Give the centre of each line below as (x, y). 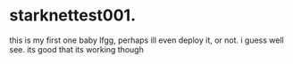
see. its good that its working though (77, 49)
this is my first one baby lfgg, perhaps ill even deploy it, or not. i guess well (146, 40)
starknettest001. (73, 16)
